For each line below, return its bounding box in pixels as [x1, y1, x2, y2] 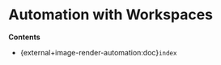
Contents [8, 32, 40, 42]
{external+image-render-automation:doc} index [19, 47, 177, 57]
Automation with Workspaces [8, 6, 213, 24]
